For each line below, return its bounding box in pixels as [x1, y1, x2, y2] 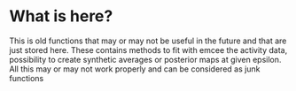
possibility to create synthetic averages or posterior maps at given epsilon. [9, 54, 282, 64]
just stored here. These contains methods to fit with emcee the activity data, [9, 44, 288, 55]
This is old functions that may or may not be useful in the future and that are [9, 35, 287, 46]
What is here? [9, 6, 113, 27]
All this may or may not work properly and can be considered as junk [9, 64, 261, 74]
